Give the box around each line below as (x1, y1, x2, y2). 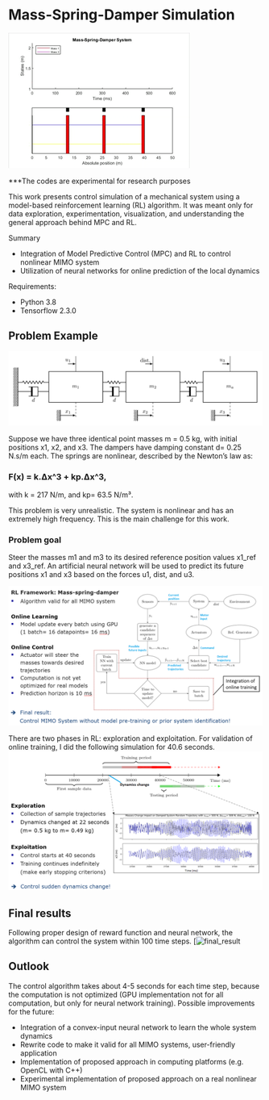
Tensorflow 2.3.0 (19, 305, 77, 316)
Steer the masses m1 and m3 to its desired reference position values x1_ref (8, 552, 256, 562)
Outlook (8, 960, 50, 973)
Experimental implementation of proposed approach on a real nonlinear (19, 1073, 258, 1083)
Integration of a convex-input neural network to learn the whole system (19, 1023, 256, 1032)
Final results (8, 906, 72, 920)
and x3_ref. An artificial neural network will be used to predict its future (8, 561, 244, 571)
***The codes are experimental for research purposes (8, 176, 191, 186)
